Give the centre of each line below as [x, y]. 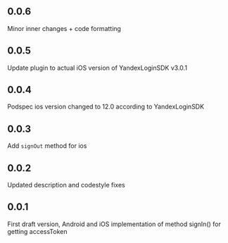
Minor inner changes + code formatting [64, 28]
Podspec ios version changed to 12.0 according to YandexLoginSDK [106, 107]
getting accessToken [38, 231]
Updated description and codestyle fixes [66, 185]
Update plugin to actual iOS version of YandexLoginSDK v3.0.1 [97, 68]
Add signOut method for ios [47, 146]
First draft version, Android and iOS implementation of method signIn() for [114, 224]
